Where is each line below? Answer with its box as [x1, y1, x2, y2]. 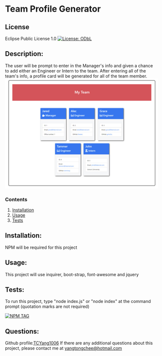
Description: [5, 50, 44, 58]
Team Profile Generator [5, 3, 101, 15]
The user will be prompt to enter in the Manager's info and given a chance [5, 62, 153, 69]
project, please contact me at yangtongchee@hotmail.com [5, 345, 122, 351]
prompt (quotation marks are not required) [5, 303, 90, 310]
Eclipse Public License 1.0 [5, 36, 57, 41]
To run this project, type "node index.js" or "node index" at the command [5, 299, 151, 304]
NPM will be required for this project [5, 244, 78, 250]
